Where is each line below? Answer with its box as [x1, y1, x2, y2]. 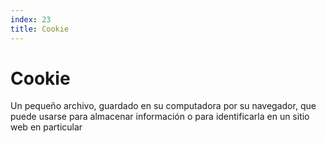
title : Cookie [10, 24, 70, 34]
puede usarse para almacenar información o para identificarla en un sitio [10, 111, 310, 123]
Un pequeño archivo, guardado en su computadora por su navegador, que [10, 100, 317, 112]
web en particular [10, 121, 83, 133]
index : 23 [10, 14, 52, 25]
